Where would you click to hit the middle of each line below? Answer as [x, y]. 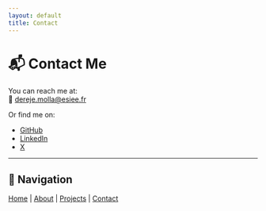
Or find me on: [32, 115]
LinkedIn [34, 139]
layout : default [35, 15]
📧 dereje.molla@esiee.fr [47, 99]
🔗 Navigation [40, 179]
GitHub [31, 130]
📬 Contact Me [57, 63]
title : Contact [33, 23]
